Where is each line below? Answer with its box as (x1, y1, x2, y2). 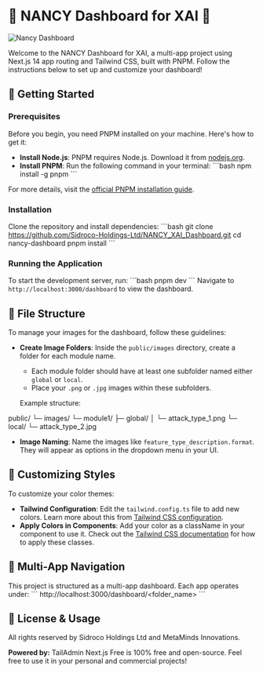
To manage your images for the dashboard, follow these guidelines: (8, 328, 226, 337)
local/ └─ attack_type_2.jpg (8, 422, 97, 431)
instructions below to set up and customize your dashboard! (8, 64, 203, 74)
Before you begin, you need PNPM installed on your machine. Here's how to (8, 129, 254, 138)
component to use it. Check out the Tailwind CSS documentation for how (19, 529, 256, 538)
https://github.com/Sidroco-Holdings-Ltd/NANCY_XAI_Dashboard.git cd (8, 230, 242, 239)
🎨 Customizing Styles (8, 468, 115, 482)
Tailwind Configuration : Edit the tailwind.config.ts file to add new (19, 504, 239, 513)
